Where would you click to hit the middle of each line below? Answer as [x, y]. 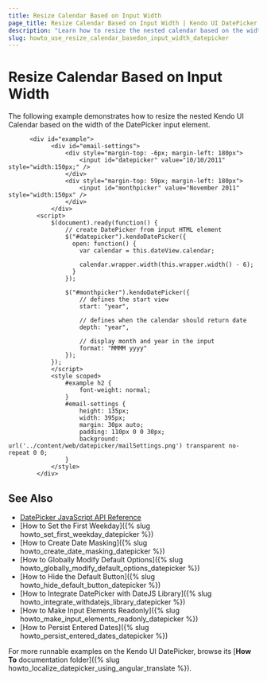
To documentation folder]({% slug [64, 659]
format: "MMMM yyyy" [113, 348]
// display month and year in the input [147, 342]
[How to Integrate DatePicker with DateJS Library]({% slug [116, 593]
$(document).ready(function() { [104, 223]
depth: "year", [104, 327]
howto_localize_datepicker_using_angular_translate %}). [100, 668]
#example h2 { [88, 383]
